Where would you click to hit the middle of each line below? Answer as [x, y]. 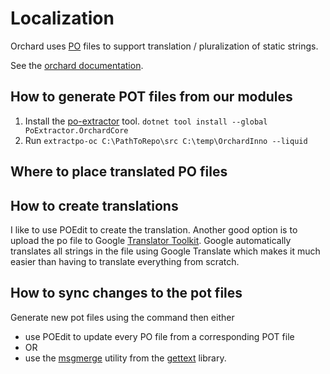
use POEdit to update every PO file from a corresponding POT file [159, 336]
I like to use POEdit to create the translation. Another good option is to [154, 229]
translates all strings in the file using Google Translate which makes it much [165, 251]
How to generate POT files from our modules [151, 97]
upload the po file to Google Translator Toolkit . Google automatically [151, 240]
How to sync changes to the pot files [126, 293]
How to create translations [94, 205]
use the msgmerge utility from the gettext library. [125, 358]
